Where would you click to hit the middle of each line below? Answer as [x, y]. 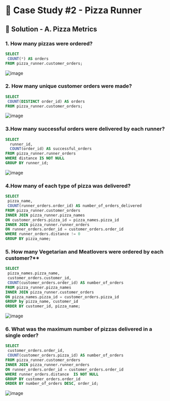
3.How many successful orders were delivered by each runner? [85, 129]
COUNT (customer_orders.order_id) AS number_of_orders [65, 283]
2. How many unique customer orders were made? [69, 86]
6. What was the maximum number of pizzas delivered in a [79, 329]
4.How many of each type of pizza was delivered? [68, 186]
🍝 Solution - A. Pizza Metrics [51, 29]
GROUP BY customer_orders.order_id [43, 379]
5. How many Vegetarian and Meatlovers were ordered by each [84, 251]
